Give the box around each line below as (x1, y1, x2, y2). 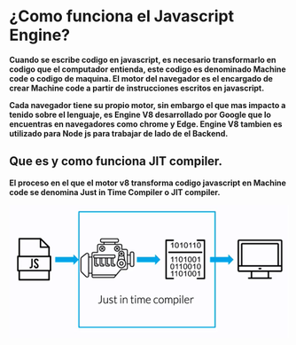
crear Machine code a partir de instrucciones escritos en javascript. (9, 82, 265, 93)
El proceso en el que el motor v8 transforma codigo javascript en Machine (9, 177, 286, 188)
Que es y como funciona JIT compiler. (9, 153, 223, 169)
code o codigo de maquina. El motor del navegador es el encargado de (9, 73, 273, 83)
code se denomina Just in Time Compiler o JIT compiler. (9, 186, 221, 197)
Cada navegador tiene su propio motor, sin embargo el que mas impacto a (9, 99, 286, 110)
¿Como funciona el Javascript (9, 6, 235, 27)
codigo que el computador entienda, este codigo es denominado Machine (9, 64, 286, 74)
